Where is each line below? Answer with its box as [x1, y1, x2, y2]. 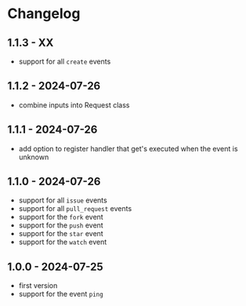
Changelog [7, 5, 81, 23]
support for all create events [18, 56, 111, 66]
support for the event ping [18, 290, 103, 299]
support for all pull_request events [18, 204, 132, 213]
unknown [18, 152, 49, 162]
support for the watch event [18, 237, 107, 247]
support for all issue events [18, 195, 107, 205]
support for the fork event [18, 213, 103, 222]
